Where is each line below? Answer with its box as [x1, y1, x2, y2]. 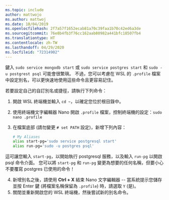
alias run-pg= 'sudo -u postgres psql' [12, 143, 94, 149]
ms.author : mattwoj [5, 17, 46, 22]
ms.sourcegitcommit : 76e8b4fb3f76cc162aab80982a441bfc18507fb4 [5, 31, 141, 36]
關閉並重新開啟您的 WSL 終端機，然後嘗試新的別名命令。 [12, 189, 131, 195]
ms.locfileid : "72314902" [5, 49, 60, 55]
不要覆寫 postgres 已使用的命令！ [5, 166, 75, 172]
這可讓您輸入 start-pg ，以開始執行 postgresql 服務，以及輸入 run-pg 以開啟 [5, 154, 162, 160]
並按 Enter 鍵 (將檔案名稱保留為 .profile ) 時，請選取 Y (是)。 [12, 183, 139, 189]
